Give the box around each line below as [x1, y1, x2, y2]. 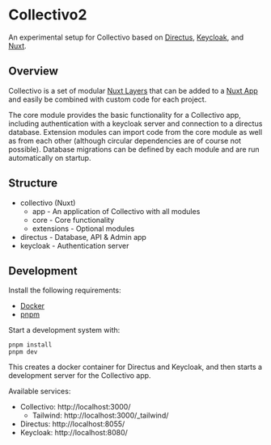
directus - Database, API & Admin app [19, 232, 147, 241]
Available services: [8, 386, 71, 397]
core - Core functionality [32, 215, 115, 225]
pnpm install [8, 341, 53, 349]
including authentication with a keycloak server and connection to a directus [8, 119, 263, 128]
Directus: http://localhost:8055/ [19, 419, 125, 429]
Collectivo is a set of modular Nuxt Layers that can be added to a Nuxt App [8, 86, 259, 95]
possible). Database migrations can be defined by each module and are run [8, 144, 260, 154]
